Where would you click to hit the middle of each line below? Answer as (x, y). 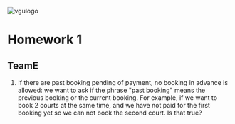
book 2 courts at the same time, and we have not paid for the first (114, 105)
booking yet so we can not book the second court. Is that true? (110, 113)
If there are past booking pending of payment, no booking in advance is (123, 83)
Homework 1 (45, 40)
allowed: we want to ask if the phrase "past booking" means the (111, 90)
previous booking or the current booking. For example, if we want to (117, 98)
